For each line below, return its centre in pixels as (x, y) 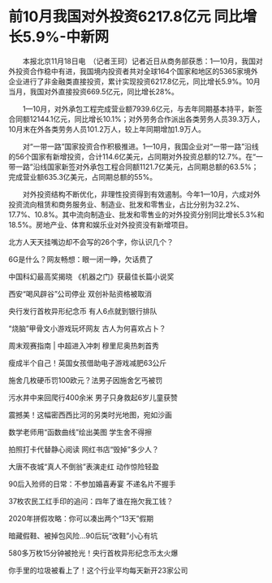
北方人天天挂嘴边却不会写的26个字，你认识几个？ (91, 241)
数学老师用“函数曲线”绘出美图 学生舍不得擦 (80, 432)
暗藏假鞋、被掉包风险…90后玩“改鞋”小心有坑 (83, 535)
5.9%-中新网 (66, 37)
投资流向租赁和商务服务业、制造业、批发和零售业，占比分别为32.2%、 (126, 204)
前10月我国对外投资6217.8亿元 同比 (126, 17)
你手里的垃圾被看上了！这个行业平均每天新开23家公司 (98, 570)
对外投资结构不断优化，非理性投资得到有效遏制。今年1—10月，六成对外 (142, 194)
